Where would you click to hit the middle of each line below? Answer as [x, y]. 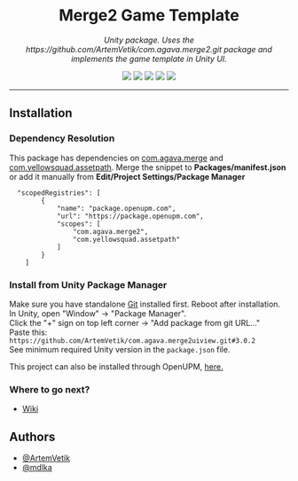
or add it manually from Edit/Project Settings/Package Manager [127, 176]
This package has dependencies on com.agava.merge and [116, 158]
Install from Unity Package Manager [88, 284]
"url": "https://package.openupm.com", [130, 216]
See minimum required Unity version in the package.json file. [120, 349]
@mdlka [37, 468]
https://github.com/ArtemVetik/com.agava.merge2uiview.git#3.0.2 [132, 341]
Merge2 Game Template [149, 16]
